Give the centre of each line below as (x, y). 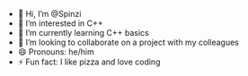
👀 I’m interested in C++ (60, 23)
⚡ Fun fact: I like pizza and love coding (89, 62)
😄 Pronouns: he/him (56, 52)
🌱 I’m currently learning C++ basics (84, 33)
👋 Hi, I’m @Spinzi (49, 14)
